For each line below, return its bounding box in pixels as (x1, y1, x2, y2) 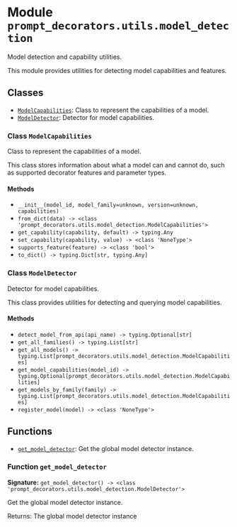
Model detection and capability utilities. (7, 52, 122, 61)
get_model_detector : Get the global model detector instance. (17, 444, 195, 453)
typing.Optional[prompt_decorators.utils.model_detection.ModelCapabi (17, 372, 231, 379)
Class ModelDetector (7, 268, 78, 278)
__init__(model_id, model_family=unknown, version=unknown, (17, 201, 199, 209)
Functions (7, 426, 53, 438)
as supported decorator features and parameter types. (7, 168, 167, 177)
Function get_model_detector (7, 462, 108, 472)
